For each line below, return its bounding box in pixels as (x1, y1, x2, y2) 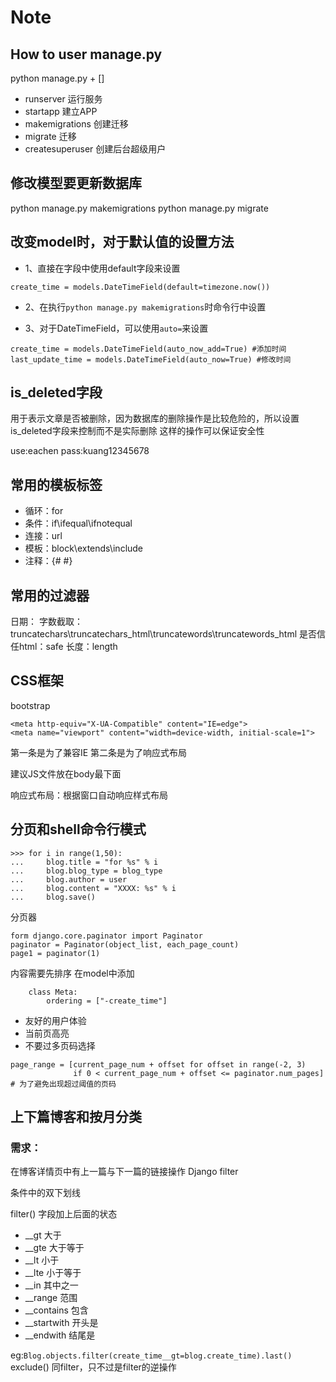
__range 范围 (24, 1292, 78, 1304)
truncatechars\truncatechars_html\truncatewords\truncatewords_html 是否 (10, 628, 318, 640)
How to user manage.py (10, 46, 163, 63)
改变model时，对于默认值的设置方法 (10, 234, 235, 251)
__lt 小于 (24, 1254, 60, 1266)
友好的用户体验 (24, 1014, 87, 1026)
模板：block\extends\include (24, 542, 144, 555)
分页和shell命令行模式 (10, 821, 147, 838)
